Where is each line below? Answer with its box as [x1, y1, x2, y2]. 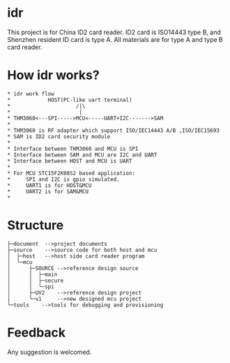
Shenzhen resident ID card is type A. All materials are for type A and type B [7, 35, 223, 43]
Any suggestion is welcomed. [7, 348, 92, 356]
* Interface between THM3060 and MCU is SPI [7, 145, 139, 152]
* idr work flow [7, 90, 54, 97]
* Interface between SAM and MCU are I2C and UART [7, 151, 158, 158]
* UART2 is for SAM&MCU [7, 188, 89, 195]
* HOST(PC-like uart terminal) [7, 96, 132, 103]
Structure [7, 218, 64, 233]
